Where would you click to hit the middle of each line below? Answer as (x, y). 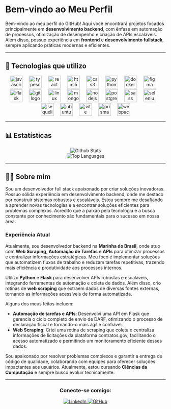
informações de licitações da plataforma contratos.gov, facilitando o (84, 335)
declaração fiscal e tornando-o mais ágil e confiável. (68, 324)
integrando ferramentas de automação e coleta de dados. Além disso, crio (83, 283)
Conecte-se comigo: (85, 390)
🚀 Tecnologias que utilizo (46, 66)
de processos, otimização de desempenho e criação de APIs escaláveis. (81, 34)
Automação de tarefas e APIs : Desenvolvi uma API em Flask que (81, 314)
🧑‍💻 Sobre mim (28, 176)
